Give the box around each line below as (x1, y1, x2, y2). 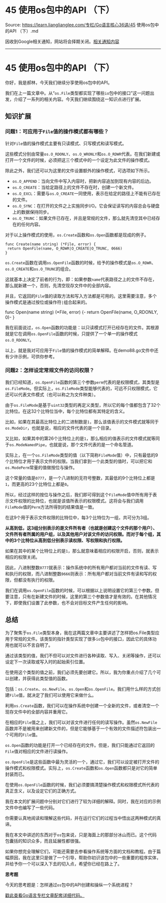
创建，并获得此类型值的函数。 (9, 675, 70, 681)
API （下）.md (9, 28, 39, 34)
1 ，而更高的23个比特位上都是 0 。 (5, 481, 72, 487)
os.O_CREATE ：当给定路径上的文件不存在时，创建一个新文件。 (12, 184, 137, 190)
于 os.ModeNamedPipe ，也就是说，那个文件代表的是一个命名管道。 (5, 441, 136, 447)
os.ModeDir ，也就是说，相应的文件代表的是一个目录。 (5, 425, 114, 430)
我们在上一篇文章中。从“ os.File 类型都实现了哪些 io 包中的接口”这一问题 (5, 90, 150, 96)
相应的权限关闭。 (5, 554, 40, 560)
